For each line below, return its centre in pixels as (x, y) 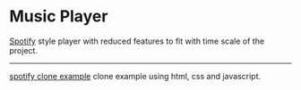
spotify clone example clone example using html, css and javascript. (135, 76)
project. (24, 50)
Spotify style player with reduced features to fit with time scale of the (137, 41)
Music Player (59, 16)
